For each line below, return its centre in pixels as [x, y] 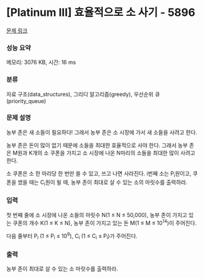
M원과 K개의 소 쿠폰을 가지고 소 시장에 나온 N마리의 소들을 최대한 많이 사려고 [104, 152]
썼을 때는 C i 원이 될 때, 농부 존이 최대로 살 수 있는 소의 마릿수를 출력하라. [102, 183]
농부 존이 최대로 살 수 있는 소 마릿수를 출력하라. [62, 269]
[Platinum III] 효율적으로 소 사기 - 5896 [101, 12]
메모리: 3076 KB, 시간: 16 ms [41, 62]
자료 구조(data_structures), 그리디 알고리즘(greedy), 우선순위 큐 [83, 94]
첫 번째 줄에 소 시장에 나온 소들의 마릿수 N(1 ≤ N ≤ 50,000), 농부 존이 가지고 [97, 215]
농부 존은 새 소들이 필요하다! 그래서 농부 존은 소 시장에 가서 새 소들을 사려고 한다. [102, 132]
